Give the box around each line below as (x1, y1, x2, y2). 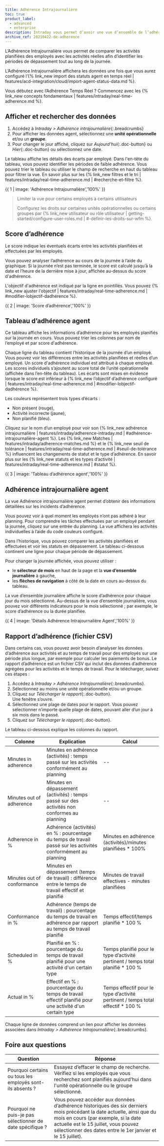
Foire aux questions (5, 1041, 66, 1049)
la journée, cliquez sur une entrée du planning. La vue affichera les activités (5, 523, 158, 530)
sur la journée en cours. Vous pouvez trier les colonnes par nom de (5, 335, 141, 341)
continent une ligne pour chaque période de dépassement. (5, 549, 123, 555)
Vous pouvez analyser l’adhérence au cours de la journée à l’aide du (5, 257, 143, 263)
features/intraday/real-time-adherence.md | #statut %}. (5, 461, 117, 467)
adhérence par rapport (46, 919, 99, 926)
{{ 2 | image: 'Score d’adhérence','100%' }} (5, 303, 91, 308)
